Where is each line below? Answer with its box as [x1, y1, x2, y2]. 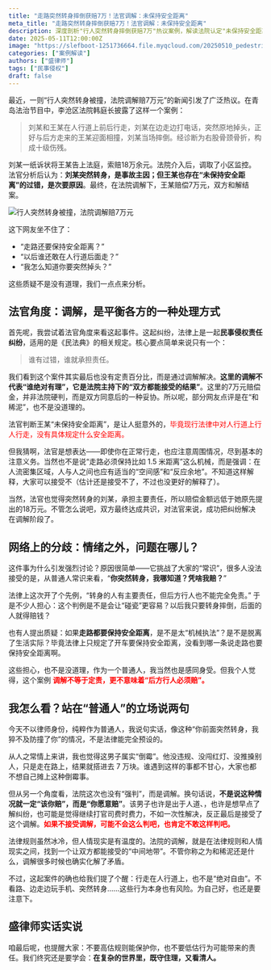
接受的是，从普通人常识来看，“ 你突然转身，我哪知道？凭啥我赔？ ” [8, 573, 227, 583]
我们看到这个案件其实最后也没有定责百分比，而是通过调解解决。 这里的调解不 [8, 372, 263, 382]
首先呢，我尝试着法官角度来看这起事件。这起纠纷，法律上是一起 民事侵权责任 [8, 328, 263, 338]
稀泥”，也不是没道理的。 [8, 402, 90, 412]
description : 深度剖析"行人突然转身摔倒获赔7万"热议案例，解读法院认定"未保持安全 [8, 27, 256, 35]
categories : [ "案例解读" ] [8, 49, 91, 57]
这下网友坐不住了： [8, 224, 73, 234]
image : [8, 42, 31, 50]
